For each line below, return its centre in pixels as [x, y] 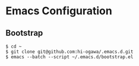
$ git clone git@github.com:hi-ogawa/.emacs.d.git [69, 52]
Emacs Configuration [59, 11]
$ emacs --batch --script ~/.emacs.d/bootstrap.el [69, 57]
